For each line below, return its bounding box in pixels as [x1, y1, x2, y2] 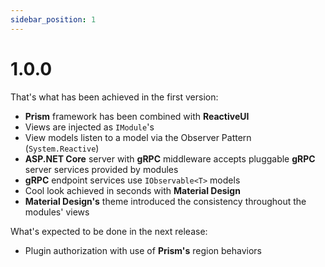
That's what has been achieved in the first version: [10, 91, 219, 103]
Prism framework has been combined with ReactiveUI [24, 110, 250, 122]
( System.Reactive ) [24, 142, 100, 154]
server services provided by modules [24, 163, 179, 175]
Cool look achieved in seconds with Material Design [24, 184, 241, 196]
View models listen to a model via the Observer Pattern [24, 131, 252, 143]
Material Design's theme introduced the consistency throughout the [24, 195, 307, 207]
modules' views [24, 206, 90, 218]
